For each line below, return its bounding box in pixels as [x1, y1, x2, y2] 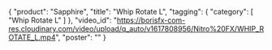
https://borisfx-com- [116, 15, 186, 25]
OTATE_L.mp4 [8, 32, 56, 42]
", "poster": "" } [55, 32, 107, 42]
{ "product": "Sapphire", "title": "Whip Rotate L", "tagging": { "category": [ [8, 7, 254, 16]
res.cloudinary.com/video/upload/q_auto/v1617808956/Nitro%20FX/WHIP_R [8, 24, 265, 33]
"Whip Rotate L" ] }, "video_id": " [8, 15, 118, 25]
